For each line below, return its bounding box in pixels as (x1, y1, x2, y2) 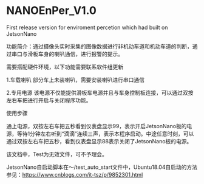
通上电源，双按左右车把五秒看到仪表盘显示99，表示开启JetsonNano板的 (6, 122, 187, 129)
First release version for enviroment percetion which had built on (6, 24, 168, 31)
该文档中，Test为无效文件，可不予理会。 (6, 150, 108, 158)
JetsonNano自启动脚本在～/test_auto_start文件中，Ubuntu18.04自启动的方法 (6, 163, 198, 171)
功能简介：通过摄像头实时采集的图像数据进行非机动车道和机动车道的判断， (6, 43, 192, 50)
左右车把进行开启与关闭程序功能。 (6, 97, 92, 104)
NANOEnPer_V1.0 (6, 4, 97, 18)
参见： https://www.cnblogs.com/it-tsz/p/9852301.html (6, 171, 143, 178)
